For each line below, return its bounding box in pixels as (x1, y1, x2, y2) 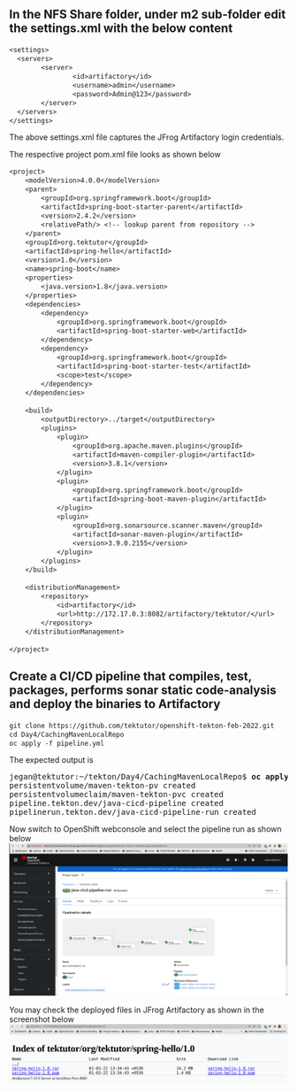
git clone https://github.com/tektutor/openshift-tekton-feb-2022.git (9, 721, 275, 730)
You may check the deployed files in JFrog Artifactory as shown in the (9, 1004, 265, 1015)
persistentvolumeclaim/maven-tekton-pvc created (9, 789, 224, 799)
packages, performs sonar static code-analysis (9, 683, 277, 698)
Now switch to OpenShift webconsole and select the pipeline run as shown (9, 823, 282, 834)
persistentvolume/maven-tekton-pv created (9, 780, 196, 790)
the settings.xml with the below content (9, 21, 233, 36)
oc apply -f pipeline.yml (9, 739, 104, 748)
